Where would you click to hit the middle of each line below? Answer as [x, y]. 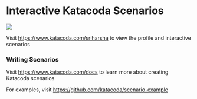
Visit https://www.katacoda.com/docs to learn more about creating [87, 72]
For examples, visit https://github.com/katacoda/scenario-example [87, 90]
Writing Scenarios [32, 59]
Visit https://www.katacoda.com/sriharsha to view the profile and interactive [99, 38]
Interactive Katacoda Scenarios [85, 11]
